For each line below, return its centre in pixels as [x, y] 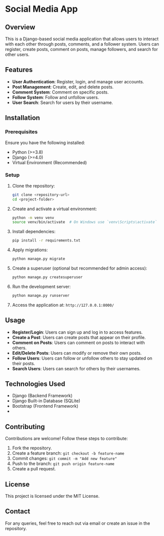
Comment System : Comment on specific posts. [60, 92]
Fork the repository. [32, 448]
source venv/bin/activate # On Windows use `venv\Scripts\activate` [85, 222]
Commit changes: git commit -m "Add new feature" [65, 459]
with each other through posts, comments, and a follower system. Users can [82, 44]
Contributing [25, 426]
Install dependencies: [34, 232]
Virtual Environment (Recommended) [49, 162]
